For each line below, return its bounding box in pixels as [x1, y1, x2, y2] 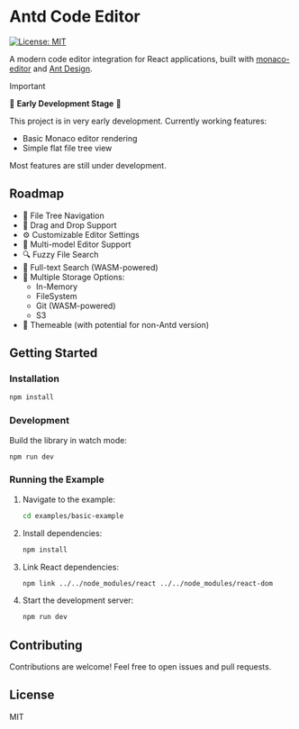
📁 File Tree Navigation [22, 210, 105, 221]
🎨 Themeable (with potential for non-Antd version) [22, 319, 210, 330]
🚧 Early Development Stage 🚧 [9, 97, 122, 109]
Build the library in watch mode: [9, 434, 128, 445]
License [9, 688, 55, 703]
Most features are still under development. [9, 159, 167, 170]
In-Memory [35, 281, 78, 292]
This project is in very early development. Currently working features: [9, 115, 267, 126]
